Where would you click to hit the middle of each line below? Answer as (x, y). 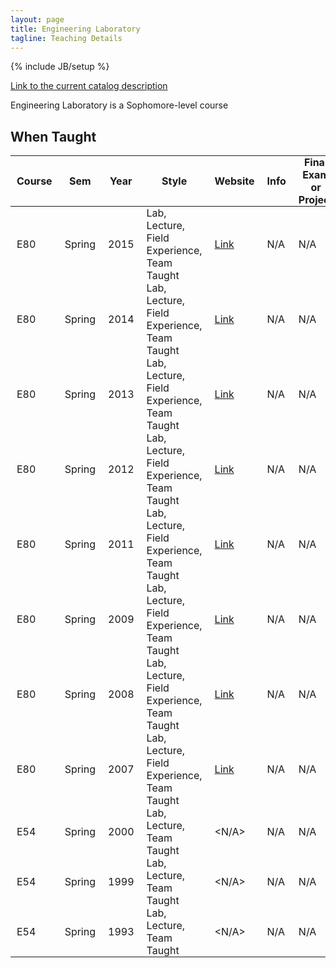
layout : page (37, 19)
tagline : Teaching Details (66, 38)
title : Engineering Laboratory (75, 29)
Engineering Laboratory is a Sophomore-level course (119, 105)
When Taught (53, 136)
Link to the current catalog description (89, 86)
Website (234, 181)
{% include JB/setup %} (60, 67)
